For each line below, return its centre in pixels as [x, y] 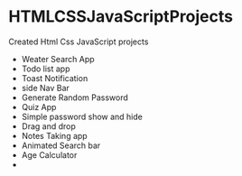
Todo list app [46, 69]
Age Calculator [49, 154]
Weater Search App [58, 59]
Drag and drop [48, 126]
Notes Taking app [54, 135]
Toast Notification [55, 78]
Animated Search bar [61, 145]
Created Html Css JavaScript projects [79, 42]
